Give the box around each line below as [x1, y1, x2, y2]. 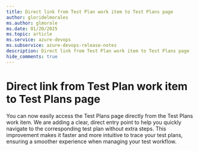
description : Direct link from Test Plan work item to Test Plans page [6, 48, 189, 54]
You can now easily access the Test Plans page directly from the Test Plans [6, 112, 194, 119]
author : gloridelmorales [6, 14, 69, 20]
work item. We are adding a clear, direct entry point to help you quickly [6, 119, 182, 126]
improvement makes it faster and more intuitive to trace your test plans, [6, 131, 183, 138]
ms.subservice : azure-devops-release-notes [6, 43, 117, 49]
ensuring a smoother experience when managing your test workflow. [6, 138, 177, 145]
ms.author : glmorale [6, 20, 58, 26]
